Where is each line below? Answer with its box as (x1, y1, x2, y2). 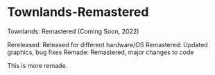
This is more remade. (7, 61, 68, 69)
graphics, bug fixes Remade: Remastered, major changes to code (7, 48, 194, 56)
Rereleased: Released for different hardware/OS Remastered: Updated (7, 40, 208, 49)
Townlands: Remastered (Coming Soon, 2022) (7, 27, 139, 35)
